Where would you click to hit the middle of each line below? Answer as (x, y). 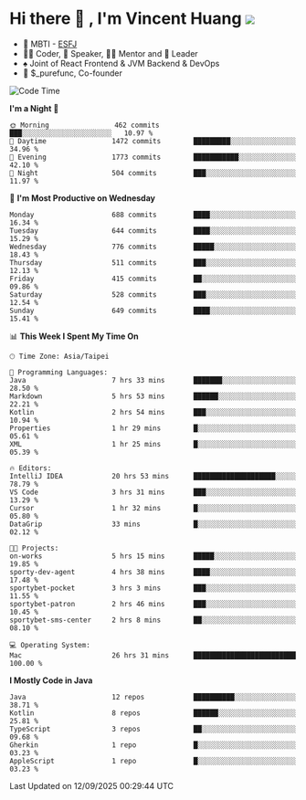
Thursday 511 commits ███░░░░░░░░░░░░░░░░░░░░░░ (153, 263)
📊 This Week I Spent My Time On (74, 336)
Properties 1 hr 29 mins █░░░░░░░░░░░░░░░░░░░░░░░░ (153, 428)
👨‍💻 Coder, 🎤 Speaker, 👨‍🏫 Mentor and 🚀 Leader (110, 53)
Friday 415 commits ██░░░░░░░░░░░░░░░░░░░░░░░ (153, 279)
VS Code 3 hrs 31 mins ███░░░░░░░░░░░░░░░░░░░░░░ (153, 492)
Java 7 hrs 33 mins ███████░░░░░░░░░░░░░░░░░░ (153, 380)
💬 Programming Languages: (58, 372)
